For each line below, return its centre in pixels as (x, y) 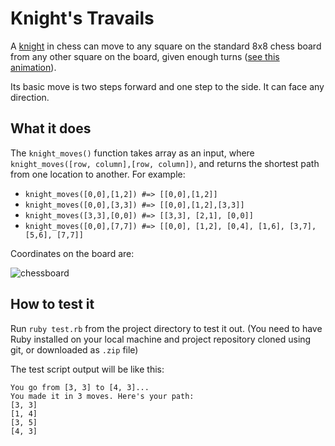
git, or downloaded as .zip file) (74, 349)
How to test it (52, 304)
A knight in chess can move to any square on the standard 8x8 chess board (166, 46)
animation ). (33, 67)
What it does (51, 128)
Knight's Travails (82, 18)
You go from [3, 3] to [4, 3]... (80, 387)
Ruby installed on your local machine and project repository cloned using (161, 339)
